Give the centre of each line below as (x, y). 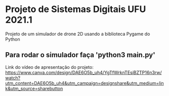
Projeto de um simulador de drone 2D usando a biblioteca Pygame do (78, 34)
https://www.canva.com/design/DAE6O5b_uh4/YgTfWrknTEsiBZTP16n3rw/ (83, 72)
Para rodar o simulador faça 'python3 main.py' (80, 55)
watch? (13, 78)
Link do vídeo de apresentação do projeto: (49, 67)
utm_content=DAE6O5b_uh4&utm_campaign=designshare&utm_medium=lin (85, 83)
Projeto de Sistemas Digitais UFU (76, 9)
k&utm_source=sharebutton (34, 88)
